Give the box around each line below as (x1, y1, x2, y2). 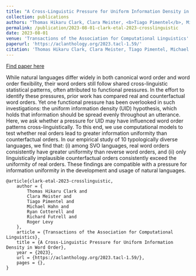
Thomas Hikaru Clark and (27, 188, 87, 194)
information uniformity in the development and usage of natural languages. (6, 167, 186, 174)
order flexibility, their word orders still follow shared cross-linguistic (6, 80, 168, 87)
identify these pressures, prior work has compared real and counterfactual (6, 92, 185, 99)
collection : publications (6, 14, 69, 20)
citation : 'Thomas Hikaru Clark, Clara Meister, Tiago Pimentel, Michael (6, 47, 190, 53)
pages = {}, (16, 260, 45, 265)
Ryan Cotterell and (27, 208, 75, 215)
